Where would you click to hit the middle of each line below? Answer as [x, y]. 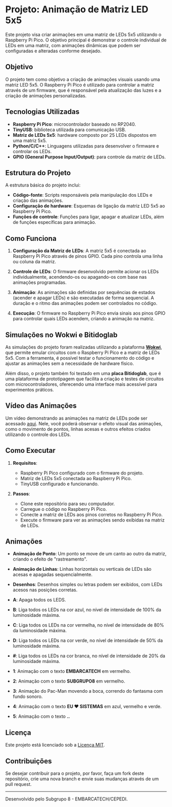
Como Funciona [31, 239]
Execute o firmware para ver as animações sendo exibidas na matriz [92, 520]
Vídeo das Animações [41, 406]
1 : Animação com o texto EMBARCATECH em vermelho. [72, 671]
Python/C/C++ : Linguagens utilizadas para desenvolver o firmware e [86, 146]
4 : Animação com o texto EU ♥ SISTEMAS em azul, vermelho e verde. [87, 707]
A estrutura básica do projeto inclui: [43, 185]
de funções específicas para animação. [54, 222]
